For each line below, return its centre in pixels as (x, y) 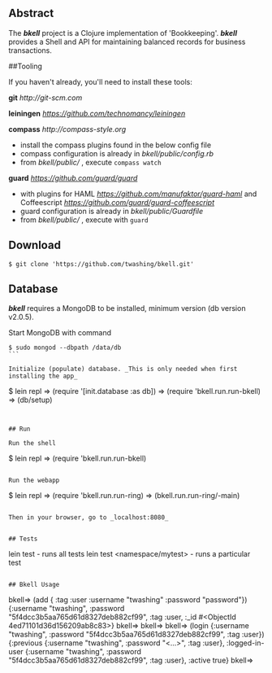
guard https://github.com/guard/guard (73, 177)
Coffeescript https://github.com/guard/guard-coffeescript (117, 202)
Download (35, 245)
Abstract (31, 13)
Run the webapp (34, 481)
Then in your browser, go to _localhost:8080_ (89, 518)
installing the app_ (43, 376)
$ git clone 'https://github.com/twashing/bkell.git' (101, 264)
